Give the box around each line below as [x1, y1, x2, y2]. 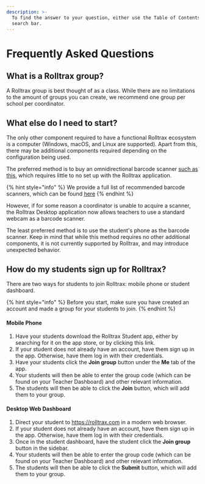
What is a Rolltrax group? [6, 71, 104, 81]
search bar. [12, 20, 43, 26]
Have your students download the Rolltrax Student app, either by [15, 332, 178, 340]
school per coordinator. [6, 100, 65, 108]
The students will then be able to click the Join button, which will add [15, 384, 190, 392]
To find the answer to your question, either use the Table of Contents [12, 15, 201, 21]
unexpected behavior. [6, 246, 61, 254]
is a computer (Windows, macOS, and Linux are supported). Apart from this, [6, 141, 198, 148]
